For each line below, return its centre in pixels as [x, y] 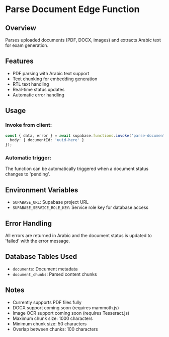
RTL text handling [31, 84]
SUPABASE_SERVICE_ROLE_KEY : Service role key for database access [80, 207]
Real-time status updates [38, 89]
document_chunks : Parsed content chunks [55, 274]
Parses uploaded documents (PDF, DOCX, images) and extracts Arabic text [83, 40]
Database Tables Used [41, 257]
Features [19, 61]
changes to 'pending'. [28, 174]
